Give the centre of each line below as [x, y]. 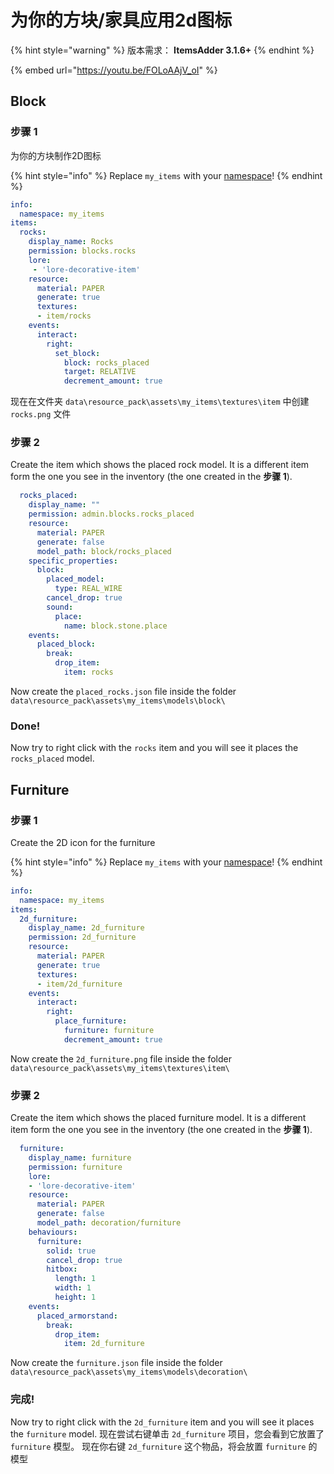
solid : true [71, 1251]
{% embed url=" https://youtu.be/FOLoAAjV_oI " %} [114, 70]
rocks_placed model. [52, 758]
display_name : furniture [80, 1157]
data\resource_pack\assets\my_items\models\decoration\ [129, 1372]
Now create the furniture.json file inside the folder [116, 1363]
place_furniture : [91, 1021]
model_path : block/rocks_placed [104, 551]
